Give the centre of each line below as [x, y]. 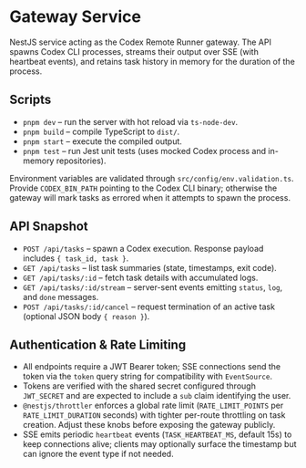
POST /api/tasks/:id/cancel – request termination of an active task [149, 307]
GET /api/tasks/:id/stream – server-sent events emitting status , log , [153, 287]
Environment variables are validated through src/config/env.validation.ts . [152, 178]
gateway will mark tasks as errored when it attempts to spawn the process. [150, 197]
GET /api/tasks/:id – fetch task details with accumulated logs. [140, 277]
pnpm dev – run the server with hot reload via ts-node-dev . [130, 121]
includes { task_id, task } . [76, 258]
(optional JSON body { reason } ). [86, 316]
